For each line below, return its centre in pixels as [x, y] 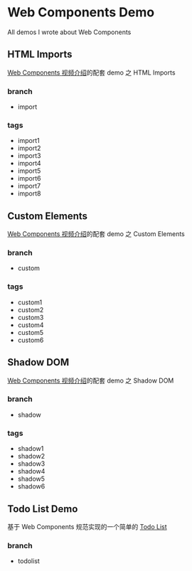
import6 [29, 178]
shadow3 [31, 464]
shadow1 [31, 449]
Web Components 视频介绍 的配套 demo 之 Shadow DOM [91, 380]
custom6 [31, 340]
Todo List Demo [43, 509]
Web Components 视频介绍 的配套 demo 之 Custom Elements [96, 234]
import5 [29, 171]
